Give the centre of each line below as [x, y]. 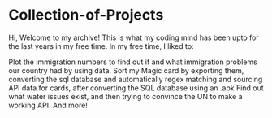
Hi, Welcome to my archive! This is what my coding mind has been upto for [134, 37]
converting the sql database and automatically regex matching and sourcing [136, 79]
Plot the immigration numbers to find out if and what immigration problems [133, 62]
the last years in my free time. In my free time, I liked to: [101, 46]
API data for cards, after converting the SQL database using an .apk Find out [136, 88]
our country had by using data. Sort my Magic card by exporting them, [126, 70]
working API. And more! [48, 105]
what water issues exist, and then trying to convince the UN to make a [125, 96]
